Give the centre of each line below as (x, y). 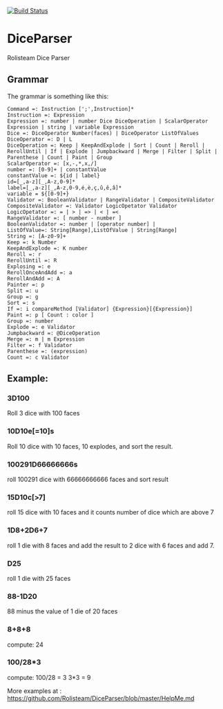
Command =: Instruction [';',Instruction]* (71, 109)
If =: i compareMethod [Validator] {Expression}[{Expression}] (100, 309)
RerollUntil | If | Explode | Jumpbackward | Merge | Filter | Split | (112, 151)
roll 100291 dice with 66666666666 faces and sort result (88, 479)
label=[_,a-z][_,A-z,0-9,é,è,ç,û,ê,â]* (65, 188)
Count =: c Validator (38, 357)
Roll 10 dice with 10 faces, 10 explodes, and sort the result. (90, 446)
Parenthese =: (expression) (48, 351)
